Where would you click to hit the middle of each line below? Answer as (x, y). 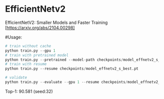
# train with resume (26, 64)
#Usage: (14, 37)
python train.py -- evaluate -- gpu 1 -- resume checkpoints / (66, 82)
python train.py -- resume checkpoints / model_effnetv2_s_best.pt (72, 69)
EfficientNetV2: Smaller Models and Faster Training (57, 22)
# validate (16, 78)
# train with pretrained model (37, 55)
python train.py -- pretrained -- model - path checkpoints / (64, 59)
